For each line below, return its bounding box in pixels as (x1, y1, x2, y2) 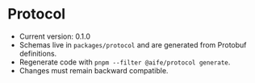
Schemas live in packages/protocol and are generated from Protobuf (19, 39, 247, 49)
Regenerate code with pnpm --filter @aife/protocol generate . (19, 57, 231, 67)
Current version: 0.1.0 (19, 31, 90, 41)
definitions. (19, 48, 57, 58)
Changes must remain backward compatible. (19, 65, 169, 75)
